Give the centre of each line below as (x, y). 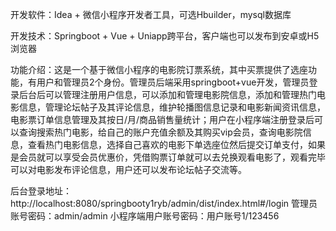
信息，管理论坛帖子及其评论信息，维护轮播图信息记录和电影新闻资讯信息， (172, 107)
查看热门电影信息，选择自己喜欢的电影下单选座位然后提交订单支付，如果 (176, 144)
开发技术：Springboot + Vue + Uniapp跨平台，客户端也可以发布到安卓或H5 (165, 36)
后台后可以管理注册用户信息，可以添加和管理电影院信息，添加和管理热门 (167, 94)
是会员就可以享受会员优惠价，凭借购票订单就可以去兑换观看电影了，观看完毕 (168, 157)
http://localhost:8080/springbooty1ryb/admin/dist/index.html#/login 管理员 (164, 203)
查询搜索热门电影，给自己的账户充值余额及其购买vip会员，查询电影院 (160, 132)
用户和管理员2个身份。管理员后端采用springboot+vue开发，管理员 (173, 82)
